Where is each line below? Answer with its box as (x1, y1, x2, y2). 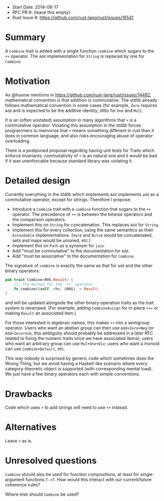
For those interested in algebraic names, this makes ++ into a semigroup (5, 320, 150, 326)
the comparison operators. (12, 216, 66, 223)
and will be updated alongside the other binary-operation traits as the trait (5, 300, 154, 306)
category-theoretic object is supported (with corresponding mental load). (5, 366, 153, 372)
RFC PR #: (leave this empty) (12, 9, 70, 15)
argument (5, 476, 25, 483)
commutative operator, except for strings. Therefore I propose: (5, 196, 131, 202)
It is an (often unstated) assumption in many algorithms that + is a (5, 117, 137, 123)
